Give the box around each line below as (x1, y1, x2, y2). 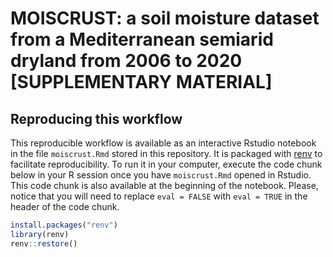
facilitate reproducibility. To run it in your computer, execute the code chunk (10, 158, 323, 170)
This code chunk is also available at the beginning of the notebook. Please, (10, 180, 319, 191)
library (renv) (10, 229, 70, 239)
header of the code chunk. (10, 201, 120, 212)
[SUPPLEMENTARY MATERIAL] (10, 71, 273, 94)
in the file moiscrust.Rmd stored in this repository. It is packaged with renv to (10, 148, 323, 159)
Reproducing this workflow (10, 110, 183, 127)
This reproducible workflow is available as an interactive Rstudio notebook (10, 137, 317, 149)
